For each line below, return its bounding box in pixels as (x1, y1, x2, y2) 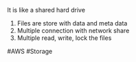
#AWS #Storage (7, 48, 53, 55)
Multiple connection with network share (16, 27, 130, 34)
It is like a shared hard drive (7, 6, 86, 14)
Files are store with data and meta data (16, 19, 128, 27)
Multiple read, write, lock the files (16, 34, 112, 42)
